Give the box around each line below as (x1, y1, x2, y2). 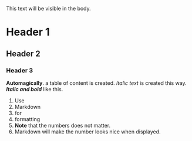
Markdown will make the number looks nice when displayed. (14, 128, 161, 135)
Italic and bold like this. (6, 85, 63, 92)
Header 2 (6, 49, 41, 59)
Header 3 (6, 66, 33, 74)
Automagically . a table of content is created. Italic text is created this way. (6, 79, 187, 87)
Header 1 (6, 26, 50, 39)
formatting (14, 115, 40, 122)
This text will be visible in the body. (6, 5, 91, 12)
